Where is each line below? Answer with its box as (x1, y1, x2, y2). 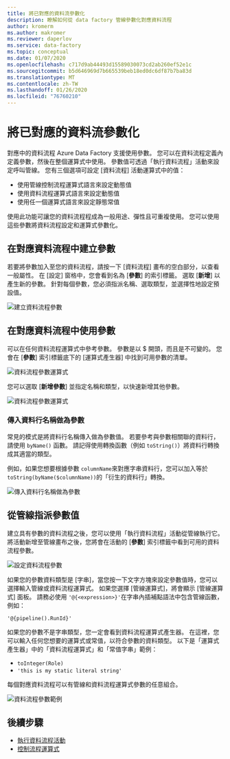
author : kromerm (7, 23, 54, 30)
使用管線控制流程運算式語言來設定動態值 (16, 180, 132, 189)
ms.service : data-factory (7, 42, 81, 49)
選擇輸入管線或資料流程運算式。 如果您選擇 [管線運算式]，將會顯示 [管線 (7, 584, 211, 592)
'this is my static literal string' (16, 667, 122, 674)
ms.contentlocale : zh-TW (7, 80, 78, 87)
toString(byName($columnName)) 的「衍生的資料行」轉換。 (7, 473, 169, 481)
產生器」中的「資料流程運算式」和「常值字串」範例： (7, 645, 158, 653)
